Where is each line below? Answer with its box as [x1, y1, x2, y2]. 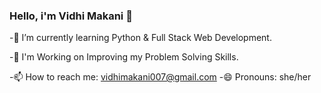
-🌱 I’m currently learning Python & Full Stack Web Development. [9, 32, 272, 44]
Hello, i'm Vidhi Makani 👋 [9, 9, 133, 23]
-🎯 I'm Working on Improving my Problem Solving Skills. [9, 51, 239, 63]
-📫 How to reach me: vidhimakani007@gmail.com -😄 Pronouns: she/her [9, 71, 312, 83]
